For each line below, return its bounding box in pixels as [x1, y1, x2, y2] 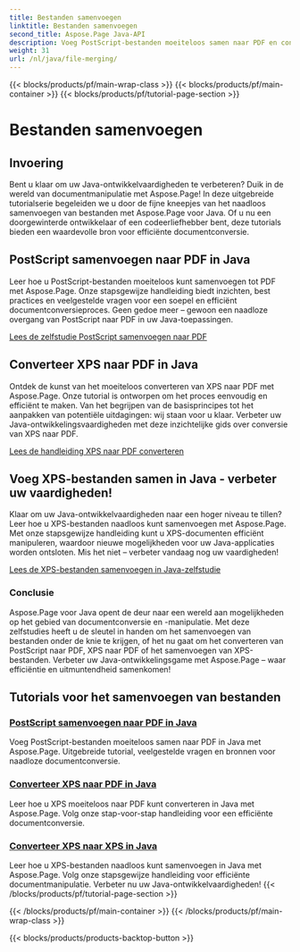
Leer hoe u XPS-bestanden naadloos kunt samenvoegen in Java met [9, 860, 262, 871]
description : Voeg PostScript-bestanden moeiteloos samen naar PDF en [9, 38, 278, 47]
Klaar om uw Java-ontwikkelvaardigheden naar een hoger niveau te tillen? [9, 509, 283, 520]
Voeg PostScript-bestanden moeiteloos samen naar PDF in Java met [9, 737, 262, 747]
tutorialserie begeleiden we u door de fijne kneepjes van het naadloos [9, 198, 266, 208]
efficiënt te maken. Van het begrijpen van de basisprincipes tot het [9, 399, 254, 411]
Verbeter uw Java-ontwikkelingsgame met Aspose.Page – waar [52, 654, 287, 665]
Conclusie [9, 587, 54, 599]
